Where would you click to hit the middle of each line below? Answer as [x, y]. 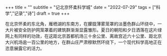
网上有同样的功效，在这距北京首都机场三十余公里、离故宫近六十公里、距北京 [83, 36]
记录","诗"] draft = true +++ [42, 13]
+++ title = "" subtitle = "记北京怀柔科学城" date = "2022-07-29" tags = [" [81, 7]
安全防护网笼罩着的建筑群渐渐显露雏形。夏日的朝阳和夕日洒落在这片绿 [90, 30]
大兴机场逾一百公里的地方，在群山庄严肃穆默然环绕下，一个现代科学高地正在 [83, 42]
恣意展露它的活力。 [25, 48]
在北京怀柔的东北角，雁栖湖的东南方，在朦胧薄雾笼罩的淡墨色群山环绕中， [81, 24]
